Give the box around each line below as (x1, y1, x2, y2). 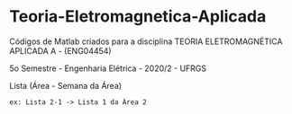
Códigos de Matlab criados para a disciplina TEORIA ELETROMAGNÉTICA (9, 36, 283, 47)
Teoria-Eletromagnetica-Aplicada (9, 6, 267, 27)
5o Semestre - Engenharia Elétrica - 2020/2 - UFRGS (9, 63, 207, 74)
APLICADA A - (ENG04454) (9, 45, 112, 56)
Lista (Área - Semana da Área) (9, 80, 123, 91)
